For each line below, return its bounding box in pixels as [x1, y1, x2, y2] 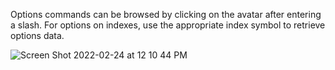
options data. [10, 30, 65, 41]
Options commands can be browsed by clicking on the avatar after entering [10, 9, 322, 20]
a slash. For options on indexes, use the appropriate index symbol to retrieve [10, 19, 326, 31]
